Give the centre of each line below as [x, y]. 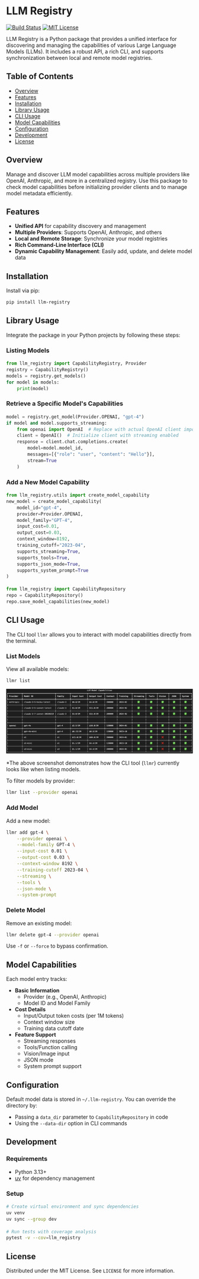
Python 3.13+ [31, 1172]
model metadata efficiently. [39, 193]
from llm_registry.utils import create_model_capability [78, 495]
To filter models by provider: [41, 781]
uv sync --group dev [32, 1219]
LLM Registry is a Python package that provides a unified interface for [92, 39]
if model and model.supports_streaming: [57, 423]
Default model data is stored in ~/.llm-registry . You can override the [91, 1099]
